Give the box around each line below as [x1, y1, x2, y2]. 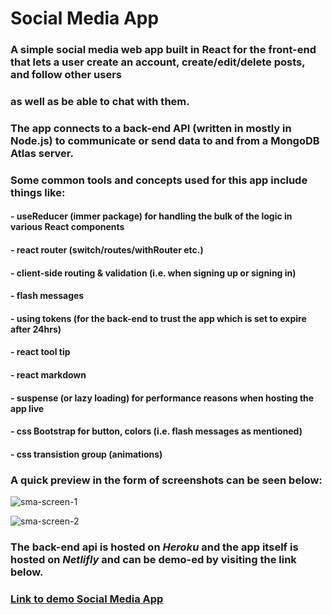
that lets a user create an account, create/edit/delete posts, [10, 55, 306, 69]
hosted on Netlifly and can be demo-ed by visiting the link [10, 553, 297, 567]
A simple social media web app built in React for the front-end [10, 43, 317, 57]
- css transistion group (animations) [10, 448, 163, 460]
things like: [10, 185, 66, 199]
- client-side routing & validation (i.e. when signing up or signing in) [10, 267, 297, 279]
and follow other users [10, 68, 122, 82]
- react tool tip [10, 346, 71, 358]
